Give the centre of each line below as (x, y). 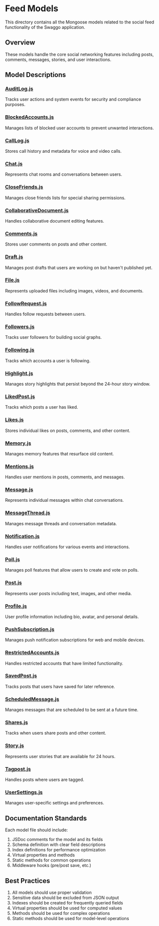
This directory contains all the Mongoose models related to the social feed (80, 22)
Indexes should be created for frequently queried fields (68, 903)
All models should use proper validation (52, 892)
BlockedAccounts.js (30, 117)
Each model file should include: (37, 830)
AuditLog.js (19, 89)
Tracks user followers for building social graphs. (53, 337)
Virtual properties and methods (43, 855)
